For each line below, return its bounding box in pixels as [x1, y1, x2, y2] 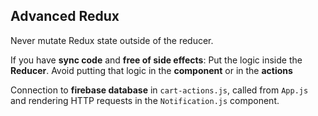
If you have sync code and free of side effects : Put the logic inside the [10, 54, 303, 66]
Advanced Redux [10, 8, 120, 25]
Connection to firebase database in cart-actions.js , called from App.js [10, 84, 309, 96]
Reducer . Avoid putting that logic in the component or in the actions [10, 64, 293, 76]
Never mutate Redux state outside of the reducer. [10, 34, 214, 46]
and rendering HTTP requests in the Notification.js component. [10, 94, 280, 106]
